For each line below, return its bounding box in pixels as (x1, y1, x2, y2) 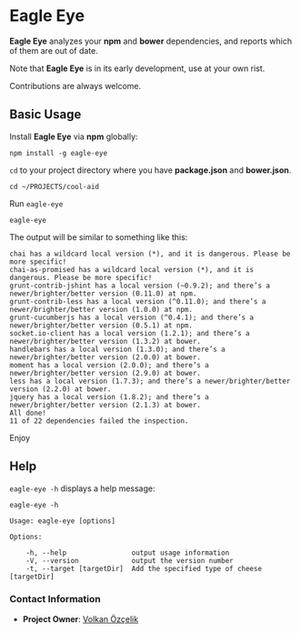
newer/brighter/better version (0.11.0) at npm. (9, 288, 197, 298)
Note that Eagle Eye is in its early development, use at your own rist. (9, 63, 266, 74)
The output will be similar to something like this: (9, 231, 188, 242)
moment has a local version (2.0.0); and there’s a (9, 360, 209, 369)
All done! (9, 408, 47, 417)
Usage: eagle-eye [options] (9, 516, 116, 526)
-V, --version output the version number (25, 556, 234, 565)
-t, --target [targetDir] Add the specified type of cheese (25, 564, 262, 573)
